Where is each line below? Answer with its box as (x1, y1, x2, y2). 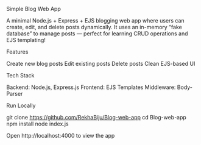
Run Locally (6, 102, 36, 109)
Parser (6, 90, 23, 97)
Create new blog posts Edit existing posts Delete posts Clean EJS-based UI (6, 60, 196, 67)
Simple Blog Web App (6, 5, 61, 12)
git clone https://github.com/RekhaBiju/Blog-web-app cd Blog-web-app (6, 114, 187, 121)
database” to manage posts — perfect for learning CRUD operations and (6, 30, 188, 37)
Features (6, 48, 29, 55)
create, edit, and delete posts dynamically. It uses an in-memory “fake (6, 24, 183, 30)
